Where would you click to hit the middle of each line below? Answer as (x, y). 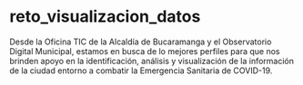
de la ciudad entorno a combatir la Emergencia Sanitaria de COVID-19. (141, 71)
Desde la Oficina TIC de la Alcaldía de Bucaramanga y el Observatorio (141, 42)
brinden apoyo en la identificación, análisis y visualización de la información (151, 61)
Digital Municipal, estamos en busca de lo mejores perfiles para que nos (145, 51)
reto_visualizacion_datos (105, 17)
